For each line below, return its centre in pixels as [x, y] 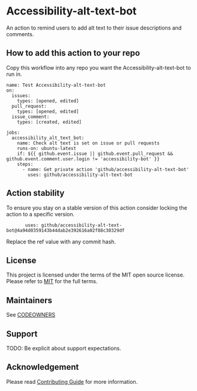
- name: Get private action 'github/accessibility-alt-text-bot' [105, 169]
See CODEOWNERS [31, 315]
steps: [25, 164]
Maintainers [29, 300]
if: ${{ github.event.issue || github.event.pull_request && [95, 154]
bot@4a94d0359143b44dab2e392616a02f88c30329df [65, 230]
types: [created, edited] [50, 122]
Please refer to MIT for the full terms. [52, 281]
